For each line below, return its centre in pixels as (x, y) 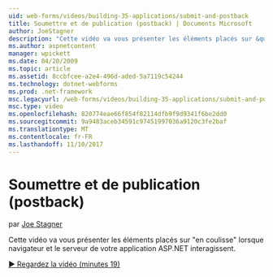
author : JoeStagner (41, 31)
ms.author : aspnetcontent (52, 46)
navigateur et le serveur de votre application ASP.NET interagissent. (122, 249)
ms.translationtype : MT (49, 129)
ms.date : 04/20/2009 (43, 62)
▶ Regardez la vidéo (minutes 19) (64, 264)
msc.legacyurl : (34, 99)
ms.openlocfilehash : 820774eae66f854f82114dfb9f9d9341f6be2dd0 (118, 115)
